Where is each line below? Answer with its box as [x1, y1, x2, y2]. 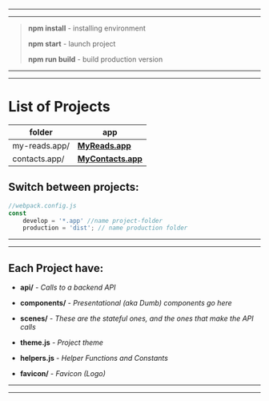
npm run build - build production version [27, 55, 163, 64]
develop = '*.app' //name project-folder [22, 217, 163, 225]
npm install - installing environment [27, 23, 147, 33]
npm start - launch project [27, 39, 116, 48]
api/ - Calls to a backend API [19, 282, 116, 293]
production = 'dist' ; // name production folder [22, 224, 188, 233]
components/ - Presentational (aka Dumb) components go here [19, 298, 232, 308]
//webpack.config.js [8, 201, 78, 209]
